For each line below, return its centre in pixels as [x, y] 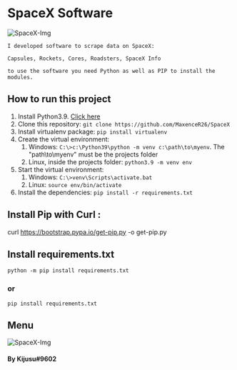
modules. [20, 77]
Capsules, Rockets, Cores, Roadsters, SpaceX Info [84, 59]
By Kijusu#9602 [32, 359]
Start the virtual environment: [61, 169]
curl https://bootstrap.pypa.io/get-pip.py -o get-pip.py [87, 232]
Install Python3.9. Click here [59, 116]
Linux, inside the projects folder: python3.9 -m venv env [110, 161]
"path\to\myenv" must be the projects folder [93, 154]
